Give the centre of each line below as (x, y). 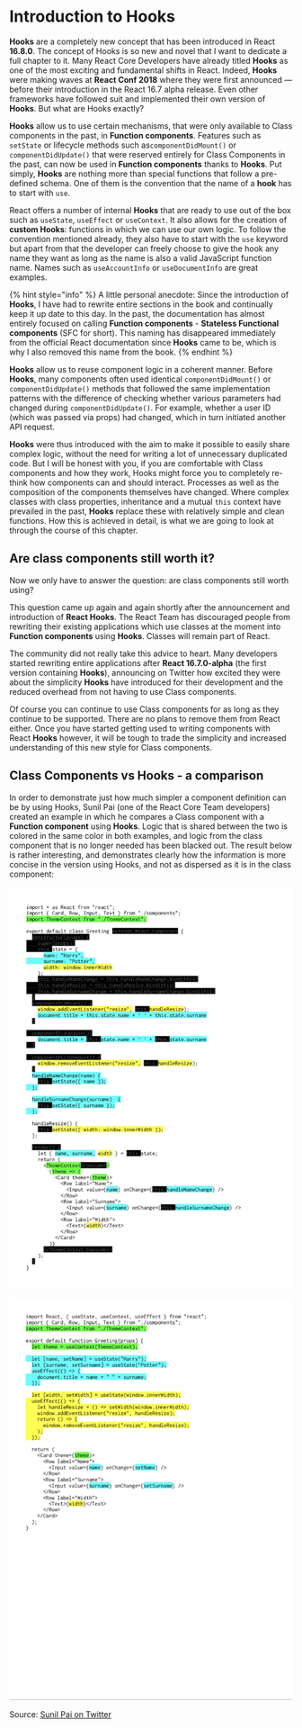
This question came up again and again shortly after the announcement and (150, 607)
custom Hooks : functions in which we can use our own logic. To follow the (148, 229)
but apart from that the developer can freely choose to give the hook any (144, 248)
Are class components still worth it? (112, 558)
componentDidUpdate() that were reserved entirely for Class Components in (147, 154)
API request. (32, 427)
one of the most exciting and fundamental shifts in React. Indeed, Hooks (143, 70)
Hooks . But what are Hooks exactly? (77, 108)
